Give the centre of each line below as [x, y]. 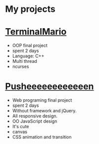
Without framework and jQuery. [44, 111]
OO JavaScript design [35, 121]
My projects [30, 9]
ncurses [21, 67]
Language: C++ [28, 56]
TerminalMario [36, 32]
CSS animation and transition [42, 137]
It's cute [21, 127]
